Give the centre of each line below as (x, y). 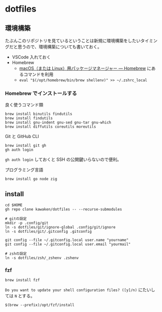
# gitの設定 (16, 219)
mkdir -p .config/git (27, 223)
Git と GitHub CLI (22, 137)
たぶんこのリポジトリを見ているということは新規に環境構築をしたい (73, 41)
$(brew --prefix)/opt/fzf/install (40, 305)
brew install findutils (29, 118)
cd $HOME (14, 205)
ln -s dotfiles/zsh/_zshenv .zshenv (42, 258)
